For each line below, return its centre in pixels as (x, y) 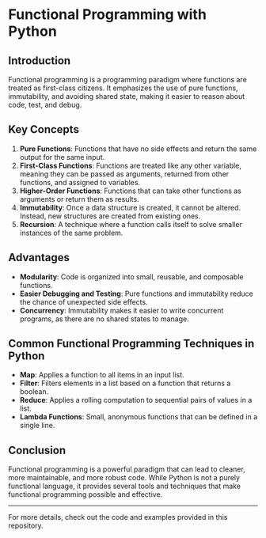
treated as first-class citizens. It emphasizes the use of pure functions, (123, 88)
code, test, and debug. (45, 105)
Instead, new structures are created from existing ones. (110, 216)
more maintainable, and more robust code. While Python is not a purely (124, 478)
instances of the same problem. (71, 233)
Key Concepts (44, 129)
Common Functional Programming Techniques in (131, 344)
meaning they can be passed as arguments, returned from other (124, 174)
